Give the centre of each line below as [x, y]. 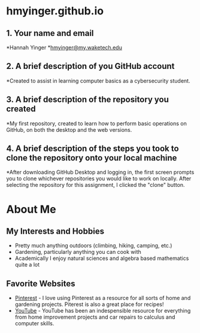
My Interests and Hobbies [55, 231]
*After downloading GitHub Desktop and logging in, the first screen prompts [100, 172]
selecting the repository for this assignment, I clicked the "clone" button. [96, 185]
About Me [31, 209]
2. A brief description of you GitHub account [90, 66]
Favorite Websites [41, 284]
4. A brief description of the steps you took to [93, 149]
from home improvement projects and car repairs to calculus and [95, 317]
